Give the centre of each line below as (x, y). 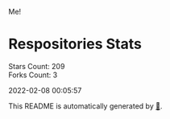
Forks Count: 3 (33, 75)
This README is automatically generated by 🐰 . (85, 106)
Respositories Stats (75, 44)
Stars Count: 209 (37, 66)
